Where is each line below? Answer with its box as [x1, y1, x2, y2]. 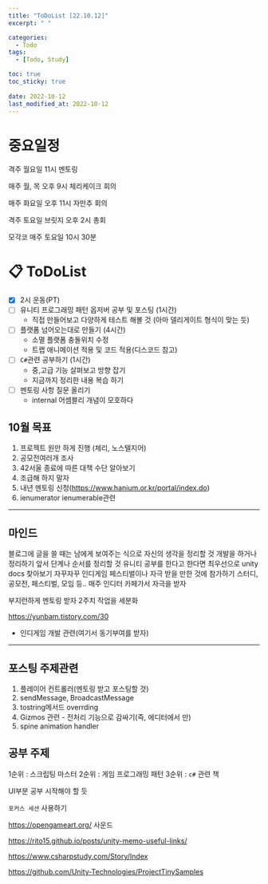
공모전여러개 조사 [19, 453, 74, 463]
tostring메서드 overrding [19, 703, 99, 712]
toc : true [8, 70, 41, 78]
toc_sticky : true [8, 77, 66, 85]
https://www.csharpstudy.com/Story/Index [8, 851, 148, 861]
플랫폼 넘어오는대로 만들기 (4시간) [19, 325, 126, 335]
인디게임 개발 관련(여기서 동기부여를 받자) [19, 628, 149, 638]
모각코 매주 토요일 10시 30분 [8, 232, 97, 242]
